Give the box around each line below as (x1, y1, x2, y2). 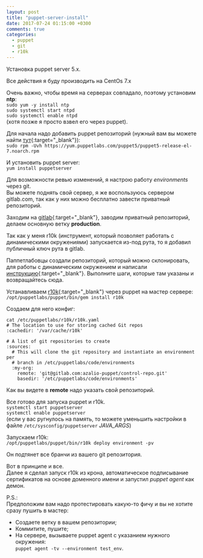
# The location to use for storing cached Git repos (6, 322, 143, 328)
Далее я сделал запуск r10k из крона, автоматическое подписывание (6, 469, 189, 476)
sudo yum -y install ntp (6, 102, 69, 108)
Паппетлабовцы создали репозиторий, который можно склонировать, (6, 257, 190, 264)
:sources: (6, 343, 32, 349)
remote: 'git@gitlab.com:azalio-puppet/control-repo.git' (17, 370, 168, 376)
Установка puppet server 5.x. (6, 65, 81, 73)
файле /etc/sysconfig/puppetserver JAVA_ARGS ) (6, 421, 132, 429)
